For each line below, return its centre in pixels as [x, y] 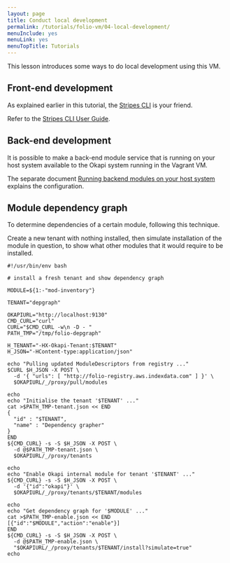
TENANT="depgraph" [34, 303]
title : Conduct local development [58, 20]
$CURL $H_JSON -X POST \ [43, 370]
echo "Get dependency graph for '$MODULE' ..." [78, 511]
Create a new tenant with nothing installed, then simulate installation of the [115, 238]
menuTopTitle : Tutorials [43, 46]
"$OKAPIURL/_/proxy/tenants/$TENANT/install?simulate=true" [103, 548]
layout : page [26, 14]
